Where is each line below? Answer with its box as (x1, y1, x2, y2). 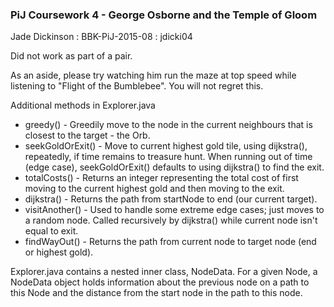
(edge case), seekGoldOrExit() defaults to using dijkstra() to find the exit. (24, 161, 325, 173)
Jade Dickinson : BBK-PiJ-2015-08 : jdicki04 (10, 31, 193, 43)
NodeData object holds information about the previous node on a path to (10, 276, 310, 288)
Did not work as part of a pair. (10, 50, 133, 62)
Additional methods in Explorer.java (10, 99, 156, 112)
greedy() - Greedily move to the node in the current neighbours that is (24, 119, 313, 131)
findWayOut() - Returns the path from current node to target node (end (24, 236, 317, 248)
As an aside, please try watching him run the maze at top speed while (10, 69, 297, 82)
